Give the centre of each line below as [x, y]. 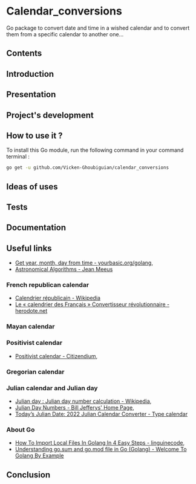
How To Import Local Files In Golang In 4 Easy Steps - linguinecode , [100, 443]
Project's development [50, 115]
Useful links [29, 248]
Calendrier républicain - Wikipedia [58, 298]
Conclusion [28, 475]
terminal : [18, 157]
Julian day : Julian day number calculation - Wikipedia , [83, 401]
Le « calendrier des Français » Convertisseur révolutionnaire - [92, 304]
